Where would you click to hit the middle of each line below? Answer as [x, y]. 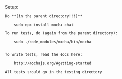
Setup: [12, 7]
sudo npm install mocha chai [44, 25]
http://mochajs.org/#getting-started [53, 63]
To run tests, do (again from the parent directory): [61, 33]
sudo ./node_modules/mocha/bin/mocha [53, 42]
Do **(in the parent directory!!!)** [44, 16]
